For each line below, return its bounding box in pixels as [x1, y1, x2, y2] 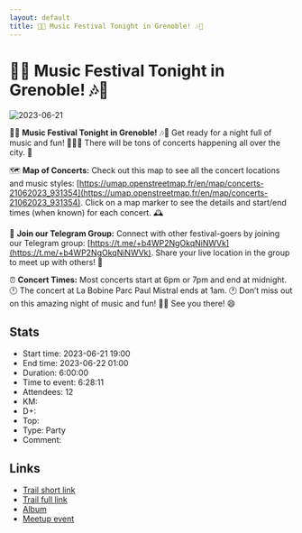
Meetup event [22, 513, 75, 524]
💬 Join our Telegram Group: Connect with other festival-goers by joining [9, 228, 280, 239]
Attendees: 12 [22, 387, 74, 398]
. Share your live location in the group [151, 247, 290, 258]
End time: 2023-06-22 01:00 [22, 358, 129, 369]
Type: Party [22, 425, 66, 436]
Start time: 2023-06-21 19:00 [22, 348, 131, 359]
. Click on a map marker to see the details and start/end [80, 198, 287, 208]
